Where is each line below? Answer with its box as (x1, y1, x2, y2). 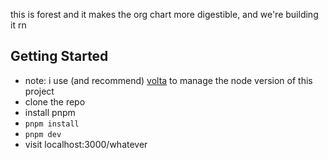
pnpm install (24, 119, 80, 129)
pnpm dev (24, 129, 62, 139)
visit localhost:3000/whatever (24, 138, 148, 150)
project (24, 85, 55, 97)
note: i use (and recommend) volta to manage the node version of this (24, 74, 313, 86)
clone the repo (24, 95, 86, 108)
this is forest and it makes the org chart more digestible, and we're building (10, 9, 319, 20)
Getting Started (10, 48, 109, 65)
